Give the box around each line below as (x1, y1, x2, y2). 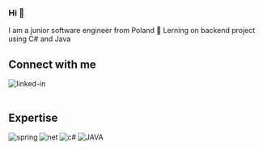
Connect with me (8, 57, 97, 71)
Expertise (8, 110, 58, 124)
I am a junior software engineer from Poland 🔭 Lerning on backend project (8, 26, 256, 35)
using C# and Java (8, 34, 71, 44)
